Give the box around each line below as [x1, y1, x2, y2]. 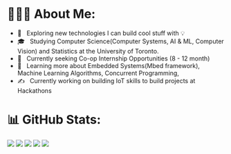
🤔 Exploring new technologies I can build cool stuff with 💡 [17, 29, 185, 37]
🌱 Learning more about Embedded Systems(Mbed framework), [17, 61, 201, 69]
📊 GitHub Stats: [7, 112, 102, 128]
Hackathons [17, 86, 52, 95]
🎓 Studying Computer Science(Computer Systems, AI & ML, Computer [17, 37, 225, 45]
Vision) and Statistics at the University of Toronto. [17, 47, 159, 55]
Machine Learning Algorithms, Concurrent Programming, [17, 69, 180, 77]
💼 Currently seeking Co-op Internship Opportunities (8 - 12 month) [17, 54, 210, 63]
